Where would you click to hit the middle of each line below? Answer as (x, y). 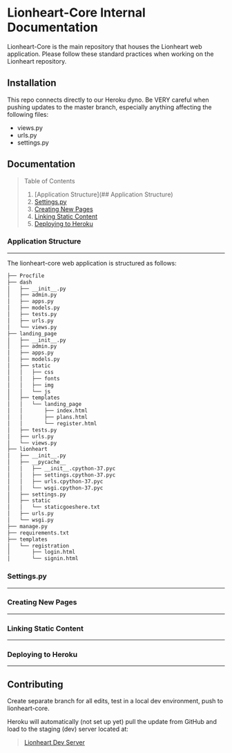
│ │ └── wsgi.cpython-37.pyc (55, 488)
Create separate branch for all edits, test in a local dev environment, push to (115, 701)
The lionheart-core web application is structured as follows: (92, 263)
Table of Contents (49, 180)
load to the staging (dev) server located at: (68, 729)
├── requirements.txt (38, 533)
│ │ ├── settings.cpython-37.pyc (61, 475)
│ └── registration (38, 546)
